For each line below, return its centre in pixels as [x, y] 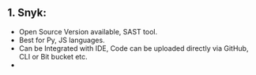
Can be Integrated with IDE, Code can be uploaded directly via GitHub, [134, 48]
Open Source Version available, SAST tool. [88, 31]
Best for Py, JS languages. [62, 40]
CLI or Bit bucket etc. [53, 56]
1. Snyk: [27, 13]
